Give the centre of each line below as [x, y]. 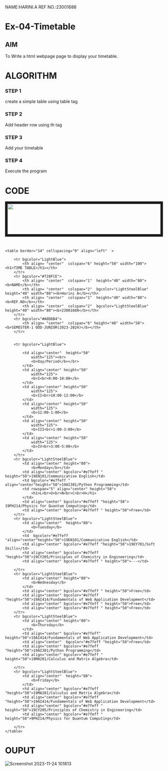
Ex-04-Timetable [40, 27]
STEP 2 [14, 114]
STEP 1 [13, 91]
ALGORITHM [31, 76]
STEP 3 [14, 137]
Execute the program [26, 171]
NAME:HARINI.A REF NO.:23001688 [41, 7]
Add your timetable [24, 148]
